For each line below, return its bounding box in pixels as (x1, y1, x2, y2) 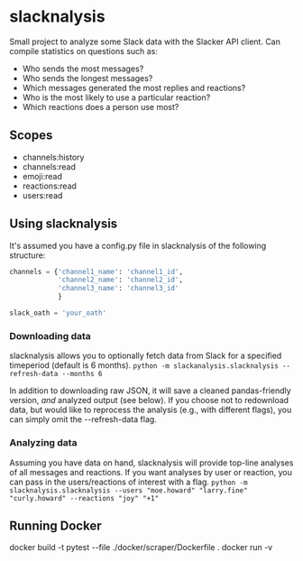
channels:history (22, 152, 85, 162)
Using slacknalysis (9, 216, 118, 232)
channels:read (22, 161, 77, 172)
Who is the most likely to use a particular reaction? (22, 92, 211, 103)
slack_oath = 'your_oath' (9, 308, 106, 317)
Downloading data (9, 329, 92, 342)
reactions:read (22, 180, 77, 191)
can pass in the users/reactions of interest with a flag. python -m (9, 476, 248, 487)
